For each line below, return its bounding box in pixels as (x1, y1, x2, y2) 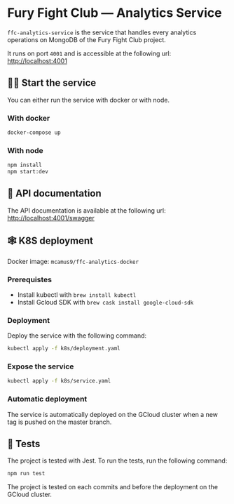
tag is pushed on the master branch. (7, 418, 112, 426)
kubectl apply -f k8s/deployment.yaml (7, 345, 121, 352)
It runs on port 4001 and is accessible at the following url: (7, 49, 172, 58)
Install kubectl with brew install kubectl (17, 290, 137, 299)
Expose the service (7, 362, 74, 371)
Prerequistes (7, 274, 53, 284)
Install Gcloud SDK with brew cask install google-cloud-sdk (17, 298, 194, 306)
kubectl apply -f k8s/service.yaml (7, 378, 111, 385)
